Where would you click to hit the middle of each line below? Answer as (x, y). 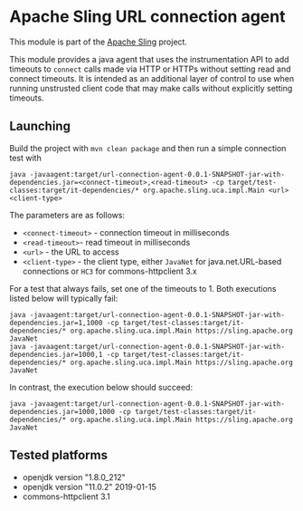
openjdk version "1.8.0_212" (74, 477)
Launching (40, 126)
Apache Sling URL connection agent (147, 17)
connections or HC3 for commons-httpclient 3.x (109, 271)
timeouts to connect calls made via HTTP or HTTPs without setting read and (150, 69)
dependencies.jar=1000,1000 (62, 411)
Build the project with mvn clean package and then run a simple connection (148, 148)
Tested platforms (59, 455)
